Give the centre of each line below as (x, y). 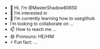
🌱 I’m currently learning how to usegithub (52, 18)
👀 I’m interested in (28, 13)
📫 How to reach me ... (33, 29)
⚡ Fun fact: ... (23, 42)
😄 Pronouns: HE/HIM (32, 36)
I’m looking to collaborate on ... (42, 23)
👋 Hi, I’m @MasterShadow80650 (43, 8)
